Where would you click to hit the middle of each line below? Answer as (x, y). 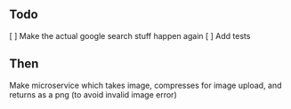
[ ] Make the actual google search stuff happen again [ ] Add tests (130, 35)
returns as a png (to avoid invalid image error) (93, 94)
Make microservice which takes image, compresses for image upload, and (145, 85)
